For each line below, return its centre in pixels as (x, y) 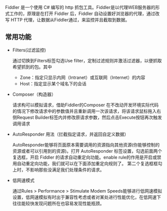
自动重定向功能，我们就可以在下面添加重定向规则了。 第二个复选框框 (87, 163)
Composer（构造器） (34, 94)
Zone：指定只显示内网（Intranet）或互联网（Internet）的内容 (83, 77)
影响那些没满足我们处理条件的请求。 (67, 170)
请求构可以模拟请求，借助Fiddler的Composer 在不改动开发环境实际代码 (85, 105)
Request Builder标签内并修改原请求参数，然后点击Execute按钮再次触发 (89, 117)
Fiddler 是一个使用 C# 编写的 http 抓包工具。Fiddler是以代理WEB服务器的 (80, 7)
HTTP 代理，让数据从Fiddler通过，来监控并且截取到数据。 (70, 20)
